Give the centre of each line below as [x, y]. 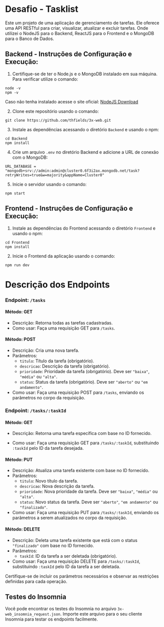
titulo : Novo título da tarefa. [49, 481]
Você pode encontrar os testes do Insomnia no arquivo [61, 609]
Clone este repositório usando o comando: [56, 111]
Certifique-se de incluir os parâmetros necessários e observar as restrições [82, 576]
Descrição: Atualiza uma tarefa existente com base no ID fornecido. [81, 471]
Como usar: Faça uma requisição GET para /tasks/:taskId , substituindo [85, 443]
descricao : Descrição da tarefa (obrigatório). [65, 366]
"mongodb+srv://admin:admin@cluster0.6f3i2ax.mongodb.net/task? [72, 171]
